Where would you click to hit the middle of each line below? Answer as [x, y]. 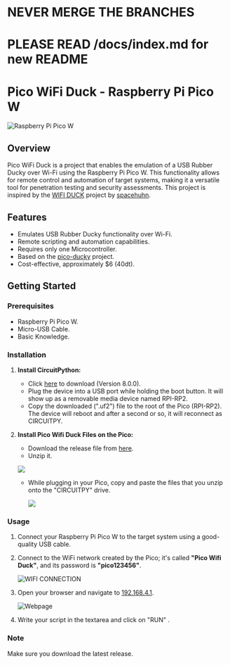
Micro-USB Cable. [43, 329]
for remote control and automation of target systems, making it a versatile [113, 180]
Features [27, 217]
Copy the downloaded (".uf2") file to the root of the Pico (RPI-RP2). [125, 406]
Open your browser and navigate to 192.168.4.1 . [86, 593]
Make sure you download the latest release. [70, 653]
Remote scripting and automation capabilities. [83, 241]
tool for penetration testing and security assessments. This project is [107, 188]
